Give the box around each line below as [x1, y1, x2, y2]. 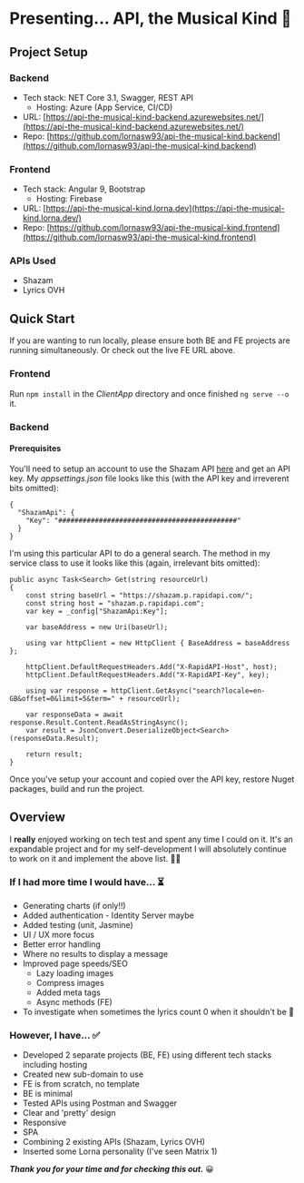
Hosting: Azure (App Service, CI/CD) [35, 102, 173, 113]
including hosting [22, 1060, 88, 1070]
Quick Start [9, 311, 75, 326]
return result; [25, 749, 83, 759]
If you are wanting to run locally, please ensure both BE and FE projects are [9, 335, 290, 346]
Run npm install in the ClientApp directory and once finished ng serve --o [9, 388, 289, 399]
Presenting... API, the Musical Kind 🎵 [9, 8, 292, 29]
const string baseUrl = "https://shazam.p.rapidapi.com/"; [25, 590, 254, 600]
